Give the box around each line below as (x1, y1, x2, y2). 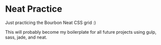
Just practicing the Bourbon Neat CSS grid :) (5, 20, 96, 25)
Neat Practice (5, 3, 63, 15)
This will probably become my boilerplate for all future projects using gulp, (5, 29, 157, 35)
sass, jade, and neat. (5, 34, 47, 40)
